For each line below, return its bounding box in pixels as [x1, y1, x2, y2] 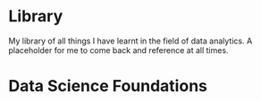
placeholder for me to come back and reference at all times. [8, 44, 229, 55]
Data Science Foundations [8, 76, 207, 97]
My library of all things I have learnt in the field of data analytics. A [8, 35, 253, 46]
